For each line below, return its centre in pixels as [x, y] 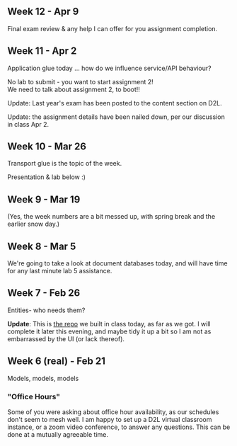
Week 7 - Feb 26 [44, 293]
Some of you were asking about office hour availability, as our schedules [113, 412]
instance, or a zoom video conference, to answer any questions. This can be [119, 427]
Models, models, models [43, 378]
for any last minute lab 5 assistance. [60, 271]
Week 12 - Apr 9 [43, 12]
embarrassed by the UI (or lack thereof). [66, 338]
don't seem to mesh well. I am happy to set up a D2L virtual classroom [110, 419]
